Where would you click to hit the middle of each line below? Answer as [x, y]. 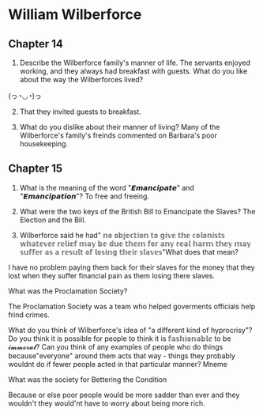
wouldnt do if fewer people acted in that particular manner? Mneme [118, 364]
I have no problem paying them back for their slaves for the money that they [131, 267]
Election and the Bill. [53, 220]
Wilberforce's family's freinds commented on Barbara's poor [118, 135]
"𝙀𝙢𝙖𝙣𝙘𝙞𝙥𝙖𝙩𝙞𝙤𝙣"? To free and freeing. [85, 196]
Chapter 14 [36, 44]
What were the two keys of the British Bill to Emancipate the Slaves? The [137, 211]
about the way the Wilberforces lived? [81, 79]
